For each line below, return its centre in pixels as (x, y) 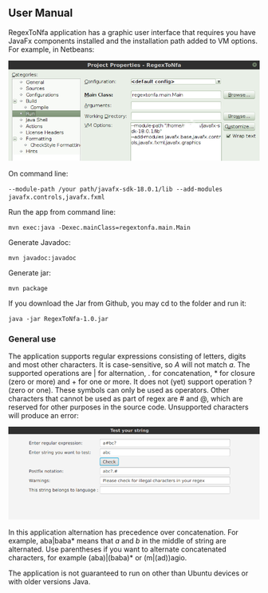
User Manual (41, 13)
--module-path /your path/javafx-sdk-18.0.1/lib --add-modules (116, 190)
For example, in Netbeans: (51, 49)
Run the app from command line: (62, 212)
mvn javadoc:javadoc (43, 259)
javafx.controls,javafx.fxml (57, 198)
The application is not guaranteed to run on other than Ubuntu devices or (128, 573)
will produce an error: (43, 416)
